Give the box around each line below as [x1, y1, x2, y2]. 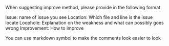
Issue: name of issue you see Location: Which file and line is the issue [5, 14, 153, 20]
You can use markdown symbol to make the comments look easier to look [5, 35, 161, 41]
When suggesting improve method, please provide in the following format [5, 5, 160, 10]
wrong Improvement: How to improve [5, 25, 84, 31]
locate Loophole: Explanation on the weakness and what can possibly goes [5, 20, 164, 26]
